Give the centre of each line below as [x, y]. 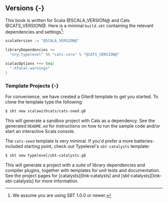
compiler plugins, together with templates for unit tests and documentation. [83, 170]
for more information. [57, 181]
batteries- [144, 141]
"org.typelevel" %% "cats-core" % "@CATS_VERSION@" [65, 54]
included [14, 146]
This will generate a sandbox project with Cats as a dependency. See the [80, 120]
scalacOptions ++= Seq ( [30, 64]
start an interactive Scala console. [40, 131]
